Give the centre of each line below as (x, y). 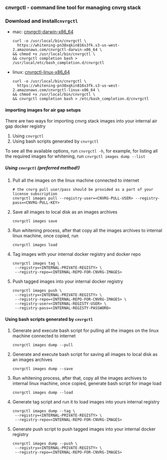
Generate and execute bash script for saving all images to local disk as (85, 354)
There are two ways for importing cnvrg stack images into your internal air (81, 121)
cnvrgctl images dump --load (43, 392)
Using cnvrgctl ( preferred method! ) (42, 168)
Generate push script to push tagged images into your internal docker (84, 429)
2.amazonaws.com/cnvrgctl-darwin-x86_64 (55, 50)
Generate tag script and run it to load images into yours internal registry (86, 401)
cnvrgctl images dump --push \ (45, 443)
